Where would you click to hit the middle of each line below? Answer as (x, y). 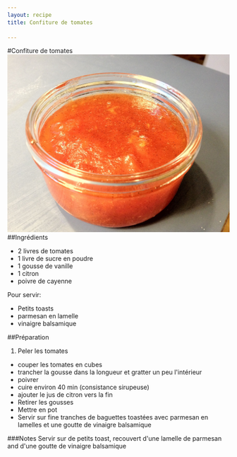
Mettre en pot (37, 410)
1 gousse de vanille (45, 266)
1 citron (28, 273)
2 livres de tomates (45, 250)
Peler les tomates (43, 351)
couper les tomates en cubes (60, 364)
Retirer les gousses (45, 402)
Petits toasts (36, 308)
